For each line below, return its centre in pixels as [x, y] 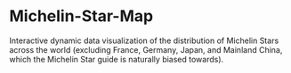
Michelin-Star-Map [81, 16]
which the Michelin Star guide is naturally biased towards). [117, 59]
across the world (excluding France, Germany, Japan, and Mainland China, [146, 49]
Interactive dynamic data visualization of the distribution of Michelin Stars [144, 40]
